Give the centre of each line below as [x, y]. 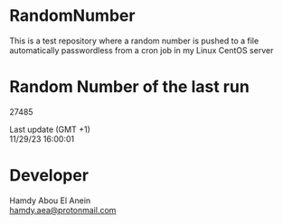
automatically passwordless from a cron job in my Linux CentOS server [141, 50]
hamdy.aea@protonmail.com [63, 210]
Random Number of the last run [130, 87]
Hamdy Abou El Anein [50, 201]
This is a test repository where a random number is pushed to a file [134, 41]
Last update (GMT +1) [50, 129]
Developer [49, 176]
